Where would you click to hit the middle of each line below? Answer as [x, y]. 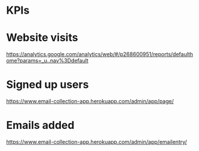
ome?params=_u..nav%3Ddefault [47, 61]
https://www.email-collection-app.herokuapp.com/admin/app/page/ [90, 101]
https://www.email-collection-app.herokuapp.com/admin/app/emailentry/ [97, 142]
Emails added [40, 125]
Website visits [42, 38]
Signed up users [48, 85]
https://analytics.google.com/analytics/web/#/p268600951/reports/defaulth [99, 54]
